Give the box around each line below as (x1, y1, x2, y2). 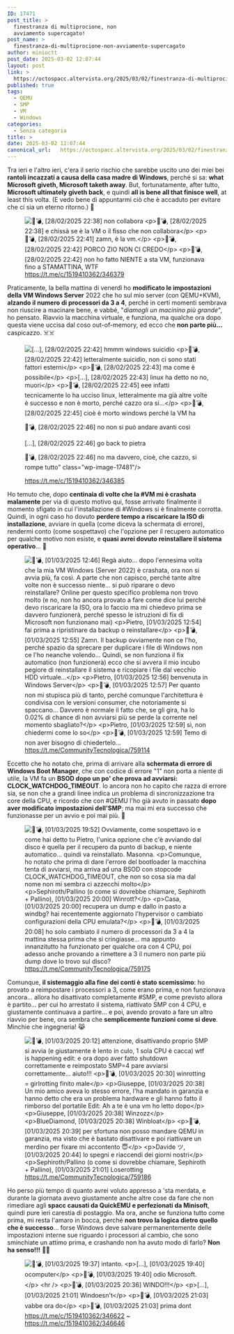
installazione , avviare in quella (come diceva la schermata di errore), (7, 520, 205, 528)
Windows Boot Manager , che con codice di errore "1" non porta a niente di (7, 767, 224, 775)
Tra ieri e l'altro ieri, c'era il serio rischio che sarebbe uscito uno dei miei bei (7, 166, 224, 174)
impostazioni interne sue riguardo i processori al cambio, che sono (7, 1231, 199, 1239)
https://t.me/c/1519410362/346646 (24, 1319, 125, 1327)
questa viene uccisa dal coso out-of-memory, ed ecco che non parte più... (7, 321, 223, 329)
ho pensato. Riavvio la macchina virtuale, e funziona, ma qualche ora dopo (7, 314, 221, 321)
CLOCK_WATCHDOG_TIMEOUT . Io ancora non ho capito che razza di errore (7, 782, 227, 790)
